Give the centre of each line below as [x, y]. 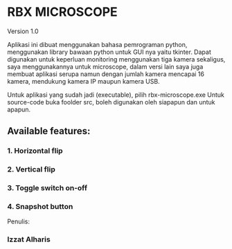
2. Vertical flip [31, 169]
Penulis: [18, 221]
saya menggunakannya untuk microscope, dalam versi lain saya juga [105, 66]
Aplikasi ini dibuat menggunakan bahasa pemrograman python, [97, 44]
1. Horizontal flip [35, 151]
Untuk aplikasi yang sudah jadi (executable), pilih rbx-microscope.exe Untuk [116, 95]
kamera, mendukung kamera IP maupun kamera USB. [84, 81]
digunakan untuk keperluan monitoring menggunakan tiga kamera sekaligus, [116, 59]
